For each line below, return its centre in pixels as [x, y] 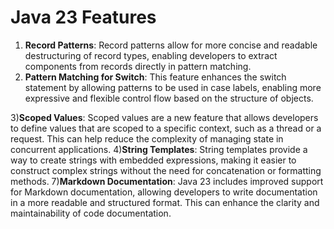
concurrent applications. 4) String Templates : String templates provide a [159, 149]
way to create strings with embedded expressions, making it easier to [153, 160]
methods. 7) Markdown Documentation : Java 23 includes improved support [167, 181]
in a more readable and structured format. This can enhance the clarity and [165, 202]
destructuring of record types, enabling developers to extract [151, 55]
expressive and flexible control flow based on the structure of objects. [169, 98]
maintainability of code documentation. [91, 213]
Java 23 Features [83, 17]
